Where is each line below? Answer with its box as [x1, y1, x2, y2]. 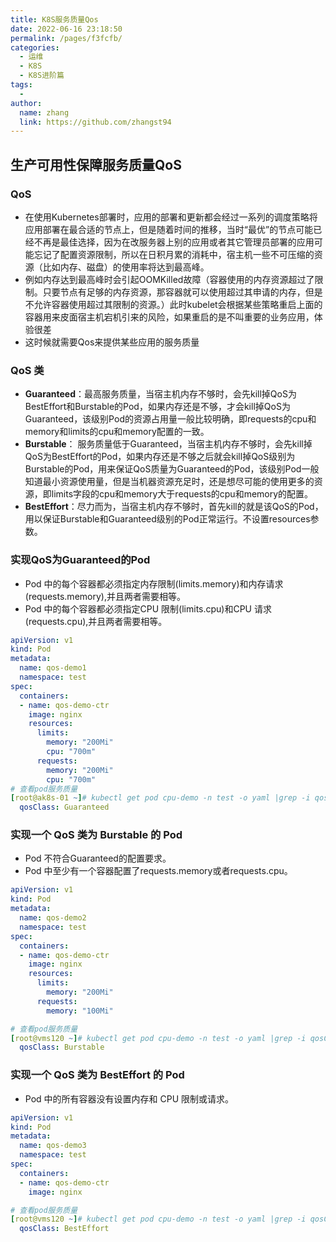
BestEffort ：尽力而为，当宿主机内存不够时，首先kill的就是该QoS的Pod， [24, 501, 324, 513]
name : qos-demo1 [19, 663, 87, 673]
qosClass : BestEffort [19, 1224, 110, 1234]
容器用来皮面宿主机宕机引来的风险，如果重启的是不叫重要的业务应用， [24, 311, 315, 323]
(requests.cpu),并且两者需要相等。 [24, 615, 168, 627]
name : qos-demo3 [19, 1141, 87, 1151]
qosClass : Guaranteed [19, 802, 110, 813]
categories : [10, 42, 60, 53]
